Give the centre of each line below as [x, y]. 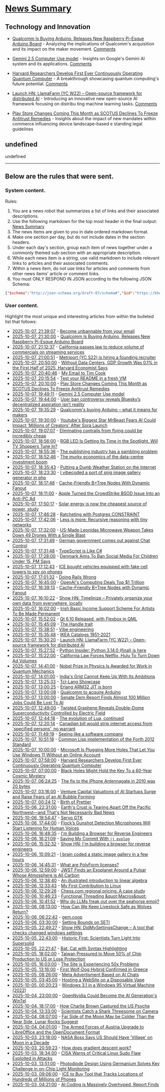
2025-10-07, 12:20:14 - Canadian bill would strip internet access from [82, 723]
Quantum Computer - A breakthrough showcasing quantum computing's [85, 79]
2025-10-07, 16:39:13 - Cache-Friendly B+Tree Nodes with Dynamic [81, 587]
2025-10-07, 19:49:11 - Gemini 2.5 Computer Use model [68, 394]
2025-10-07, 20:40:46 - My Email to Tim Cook [59, 373]
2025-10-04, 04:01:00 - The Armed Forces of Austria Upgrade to [78, 1027]
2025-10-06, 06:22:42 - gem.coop [47, 917]
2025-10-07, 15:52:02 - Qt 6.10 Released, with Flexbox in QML [75, 619]
